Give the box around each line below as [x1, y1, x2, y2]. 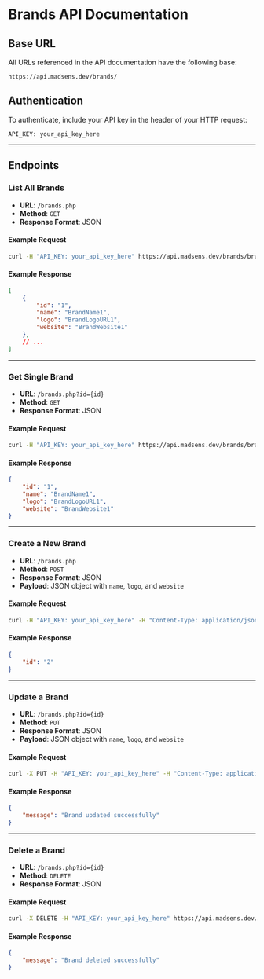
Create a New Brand [8, 538, 86, 549]
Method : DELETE [19, 871, 71, 881]
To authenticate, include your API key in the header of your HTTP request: [8, 115, 247, 124]
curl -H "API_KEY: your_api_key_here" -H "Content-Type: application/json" [8, 616, 262, 624]
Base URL [8, 37, 57, 50]
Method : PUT [19, 717, 60, 727]
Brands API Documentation [8, 5, 189, 24]
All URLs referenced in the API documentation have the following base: [8, 57, 237, 67]
